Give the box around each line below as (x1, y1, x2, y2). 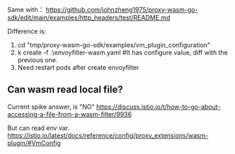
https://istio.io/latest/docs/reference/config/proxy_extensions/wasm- (7, 131, 209, 139)
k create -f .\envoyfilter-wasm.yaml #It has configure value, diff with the (17, 48, 228, 57)
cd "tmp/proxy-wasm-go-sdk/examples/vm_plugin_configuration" (17, 41, 211, 49)
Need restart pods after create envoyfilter (17, 64, 139, 71)
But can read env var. (7, 124, 69, 132)
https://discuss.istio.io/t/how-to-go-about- (96, 102, 221, 111)
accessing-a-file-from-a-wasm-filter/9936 (7, 109, 132, 118)
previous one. (17, 56, 58, 64)
